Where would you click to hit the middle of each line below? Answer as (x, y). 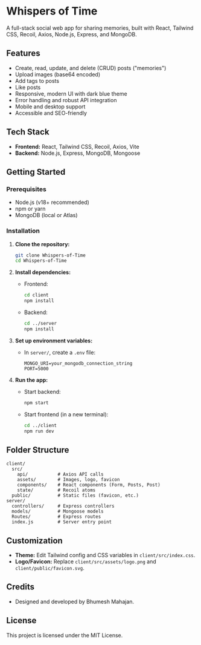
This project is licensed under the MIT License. (65, 635)
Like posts (28, 87)
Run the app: (31, 380)
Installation (23, 231)
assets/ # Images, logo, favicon (69, 480)
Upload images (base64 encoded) (58, 74)
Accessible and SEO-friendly (51, 113)
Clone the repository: (42, 244)
